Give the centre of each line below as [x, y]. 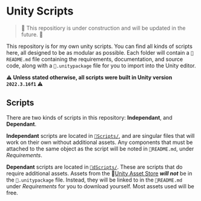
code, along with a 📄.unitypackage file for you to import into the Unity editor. [101, 66]
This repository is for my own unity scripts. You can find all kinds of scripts [99, 46]
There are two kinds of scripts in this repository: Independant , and [89, 117]
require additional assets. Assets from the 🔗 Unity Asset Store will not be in [99, 173]
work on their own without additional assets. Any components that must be [100, 142]
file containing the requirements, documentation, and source [108, 59]
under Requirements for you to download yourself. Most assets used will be [100, 186]
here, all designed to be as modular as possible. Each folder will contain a [98, 52]
